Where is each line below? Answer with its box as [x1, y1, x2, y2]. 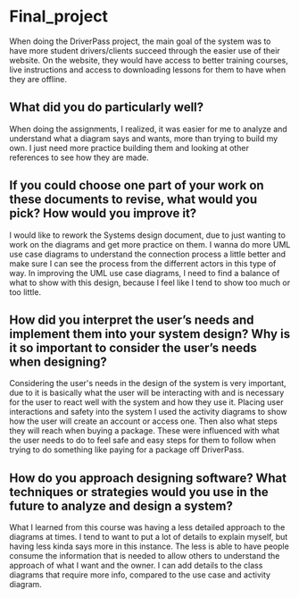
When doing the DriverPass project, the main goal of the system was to [9, 36, 271, 46]
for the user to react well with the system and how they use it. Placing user [9, 397, 284, 408]
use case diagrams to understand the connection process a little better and [9, 248, 286, 259]
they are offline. [9, 73, 68, 84]
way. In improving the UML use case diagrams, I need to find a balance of [9, 267, 280, 278]
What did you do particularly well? [9, 100, 204, 115]
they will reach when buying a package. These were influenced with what [9, 425, 280, 436]
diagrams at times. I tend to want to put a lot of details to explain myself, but [9, 532, 288, 543]
